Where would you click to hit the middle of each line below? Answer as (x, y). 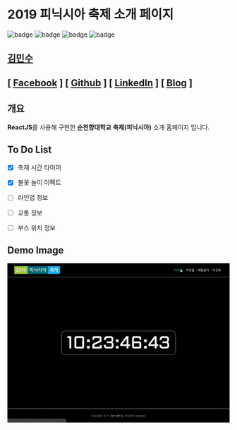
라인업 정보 (33, 198)
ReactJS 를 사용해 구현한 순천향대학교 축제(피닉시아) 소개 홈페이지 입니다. (109, 127)
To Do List (30, 149)
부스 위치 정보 (36, 227)
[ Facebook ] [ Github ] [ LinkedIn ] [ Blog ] (100, 83)
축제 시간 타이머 (39, 167)
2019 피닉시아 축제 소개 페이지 (91, 14)
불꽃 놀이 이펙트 (39, 183)
